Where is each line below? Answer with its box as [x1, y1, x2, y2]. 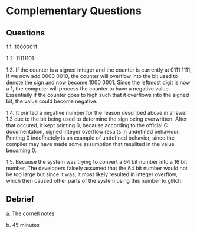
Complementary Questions [6, 4, 142, 18]
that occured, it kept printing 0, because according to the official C [6, 122, 168, 128]
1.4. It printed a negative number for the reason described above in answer [6, 109, 188, 116]
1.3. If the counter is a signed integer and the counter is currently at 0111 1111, [6, 66, 192, 73]
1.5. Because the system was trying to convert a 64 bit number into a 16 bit [6, 158, 188, 165]
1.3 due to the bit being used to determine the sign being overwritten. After [6, 115, 188, 122]
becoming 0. [6, 147, 37, 154]
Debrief [6, 194, 35, 205]
